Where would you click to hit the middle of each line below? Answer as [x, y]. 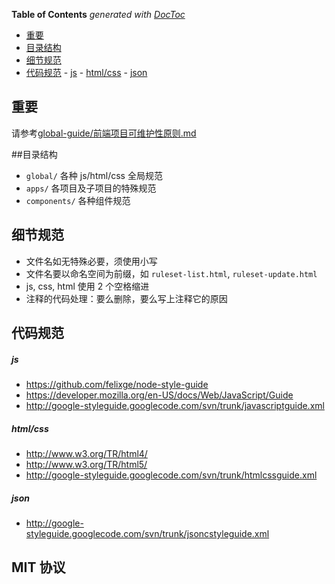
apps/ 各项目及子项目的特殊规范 [91, 188]
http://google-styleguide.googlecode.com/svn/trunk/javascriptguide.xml [175, 405]
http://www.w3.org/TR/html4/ [86, 453]
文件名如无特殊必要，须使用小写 [91, 261]
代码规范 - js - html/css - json [86, 72]
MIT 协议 [38, 567]
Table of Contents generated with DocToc [98, 14]
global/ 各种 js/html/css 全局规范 [94, 175]
